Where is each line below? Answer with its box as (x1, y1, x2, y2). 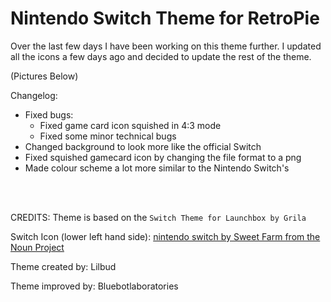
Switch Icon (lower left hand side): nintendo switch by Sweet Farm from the (10, 230, 321, 242)
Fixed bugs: (24, 108, 74, 121)
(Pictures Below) (10, 70, 79, 82)
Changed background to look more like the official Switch (24, 140, 262, 152)
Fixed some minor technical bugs (39, 130, 177, 142)
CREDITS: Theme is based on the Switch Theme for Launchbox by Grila (10, 211, 307, 223)
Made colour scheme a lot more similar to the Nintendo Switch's (24, 162, 290, 174)
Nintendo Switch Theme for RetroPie (10, 7, 320, 30)
